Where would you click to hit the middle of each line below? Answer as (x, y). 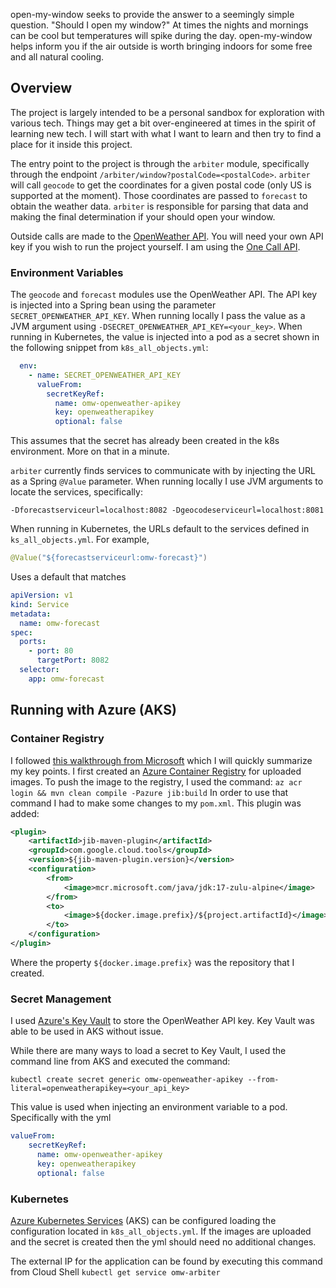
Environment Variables (67, 272)
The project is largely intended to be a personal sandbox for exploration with (167, 112)
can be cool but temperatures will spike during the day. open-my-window (161, 35)
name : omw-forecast (60, 623)
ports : (33, 642)
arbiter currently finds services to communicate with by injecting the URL (163, 471)
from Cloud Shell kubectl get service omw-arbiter (115, 1271)
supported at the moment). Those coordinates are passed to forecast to (159, 195)
